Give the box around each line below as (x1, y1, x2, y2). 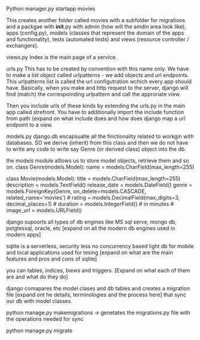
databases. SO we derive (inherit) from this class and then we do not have (6, 139, 189, 146)
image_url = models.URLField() (6, 207, 82, 214)
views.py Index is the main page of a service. (6, 54, 118, 60)
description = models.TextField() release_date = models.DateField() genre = (6, 182, 193, 188)
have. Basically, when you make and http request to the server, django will (6, 84, 189, 91)
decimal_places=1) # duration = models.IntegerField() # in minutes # (6, 200, 174, 207)
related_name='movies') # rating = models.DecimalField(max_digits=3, (6, 194, 180, 201)
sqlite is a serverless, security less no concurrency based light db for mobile (6, 243, 194, 250)
